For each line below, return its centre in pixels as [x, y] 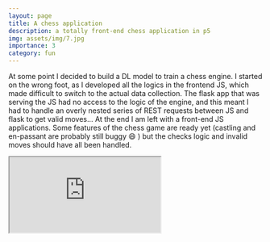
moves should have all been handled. [70, 145]
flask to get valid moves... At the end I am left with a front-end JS [116, 119]
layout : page [30, 16]
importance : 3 [32, 46]
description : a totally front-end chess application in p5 [110, 31]
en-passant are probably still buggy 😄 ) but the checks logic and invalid [128, 136]
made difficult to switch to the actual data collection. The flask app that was [134, 93]
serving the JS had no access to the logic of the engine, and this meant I [129, 102]
